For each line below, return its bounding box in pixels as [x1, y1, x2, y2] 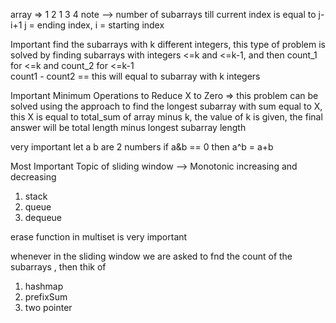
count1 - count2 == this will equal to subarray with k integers [10, 70, 261, 82]
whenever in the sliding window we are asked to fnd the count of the [10, 250, 293, 262]
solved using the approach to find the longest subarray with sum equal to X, [10, 100, 323, 112]
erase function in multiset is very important [10, 231, 188, 243]
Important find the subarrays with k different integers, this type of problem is [10, 39, 326, 50]
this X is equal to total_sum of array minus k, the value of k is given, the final [10, 111, 323, 123]
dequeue [24, 212, 62, 223]
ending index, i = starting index [36, 19, 165, 31]
